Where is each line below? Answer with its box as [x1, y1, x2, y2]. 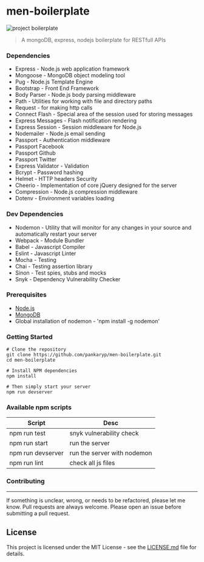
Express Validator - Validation [15, 163, 89, 170]
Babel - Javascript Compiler [15, 243, 86, 250]
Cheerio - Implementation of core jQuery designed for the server [15, 181, 177, 189]
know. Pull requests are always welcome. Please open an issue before [6, 503, 182, 510]
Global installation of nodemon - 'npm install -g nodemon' [15, 317, 160, 325]
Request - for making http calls [15, 104, 93, 111]
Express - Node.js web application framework [15, 65, 130, 72]
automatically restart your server [15, 230, 97, 237]
